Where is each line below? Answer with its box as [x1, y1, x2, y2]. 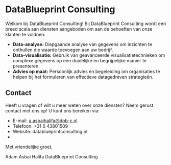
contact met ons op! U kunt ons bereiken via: [5, 107, 100, 113]
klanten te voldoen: [5, 31, 46, 37]
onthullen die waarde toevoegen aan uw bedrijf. [12, 46, 113, 53]
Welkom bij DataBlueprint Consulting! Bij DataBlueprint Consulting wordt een [5, 20, 166, 27]
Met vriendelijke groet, [5, 144, 53, 150]
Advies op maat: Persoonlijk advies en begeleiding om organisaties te [12, 68, 160, 75]
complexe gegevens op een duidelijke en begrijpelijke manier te [12, 57, 147, 63]
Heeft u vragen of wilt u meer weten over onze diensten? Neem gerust [5, 102, 154, 108]
